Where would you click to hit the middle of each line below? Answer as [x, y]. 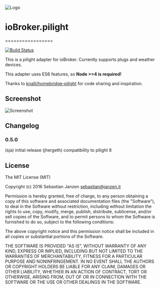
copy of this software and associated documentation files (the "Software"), [80, 201]
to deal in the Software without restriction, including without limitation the [78, 206]
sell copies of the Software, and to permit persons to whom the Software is [80, 217]
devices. [14, 64]
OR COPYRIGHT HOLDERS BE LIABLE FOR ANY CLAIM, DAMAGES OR [75, 267]
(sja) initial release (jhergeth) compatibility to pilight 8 [58, 150]
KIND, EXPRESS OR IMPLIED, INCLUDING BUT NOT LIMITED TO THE [74, 251]
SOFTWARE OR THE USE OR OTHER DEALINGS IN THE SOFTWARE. [73, 282]
